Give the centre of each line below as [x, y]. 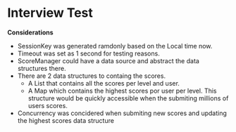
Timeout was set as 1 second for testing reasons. [88, 53]
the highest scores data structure [66, 120]
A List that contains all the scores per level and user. [104, 83]
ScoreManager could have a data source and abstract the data [108, 60]
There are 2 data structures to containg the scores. [92, 76]
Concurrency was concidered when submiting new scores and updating [122, 113]
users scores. [48, 105]
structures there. [42, 68]
